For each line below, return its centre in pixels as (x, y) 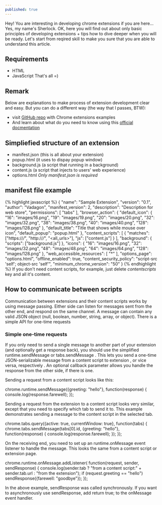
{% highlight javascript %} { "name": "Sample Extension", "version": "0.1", (78, 202)
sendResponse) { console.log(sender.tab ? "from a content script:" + (73, 468)
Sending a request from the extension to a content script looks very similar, (80, 404)
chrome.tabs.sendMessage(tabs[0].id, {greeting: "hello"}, (62, 428)
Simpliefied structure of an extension (62, 143)
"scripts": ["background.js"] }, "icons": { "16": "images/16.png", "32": (74, 243)
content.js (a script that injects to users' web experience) (69, 170)
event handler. (19, 498)
